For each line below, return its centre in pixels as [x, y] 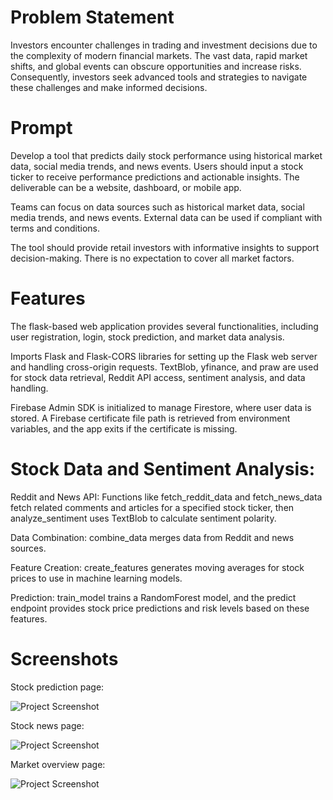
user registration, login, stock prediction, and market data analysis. [147, 337]
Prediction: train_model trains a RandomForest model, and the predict [153, 597]
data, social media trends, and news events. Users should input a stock [157, 166]
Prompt [41, 128]
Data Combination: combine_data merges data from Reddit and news [152, 537]
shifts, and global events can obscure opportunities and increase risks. [156, 66]
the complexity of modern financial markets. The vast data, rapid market [159, 55]
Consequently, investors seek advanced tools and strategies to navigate [159, 77]
